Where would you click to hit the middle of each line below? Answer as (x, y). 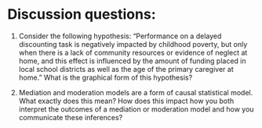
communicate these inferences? (71, 117)
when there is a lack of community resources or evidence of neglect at (133, 52)
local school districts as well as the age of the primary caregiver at (126, 69)
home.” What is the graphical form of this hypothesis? (106, 77)
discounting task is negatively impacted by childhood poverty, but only (133, 44)
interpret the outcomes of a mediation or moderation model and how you (136, 109)
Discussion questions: (82, 14)
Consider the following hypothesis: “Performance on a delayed (120, 36)
